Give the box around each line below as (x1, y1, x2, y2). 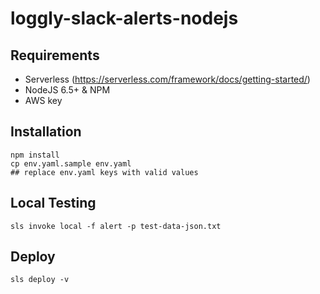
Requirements (10, 47, 100, 64)
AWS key (24, 95, 63, 106)
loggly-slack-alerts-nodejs (10, 7, 239, 30)
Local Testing (10, 195, 97, 212)
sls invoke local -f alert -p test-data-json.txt (10, 221, 222, 231)
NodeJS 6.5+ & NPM (24, 84, 111, 96)
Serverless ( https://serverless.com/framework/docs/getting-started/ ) (24, 73, 311, 85)
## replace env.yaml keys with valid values (10, 167, 199, 177)
